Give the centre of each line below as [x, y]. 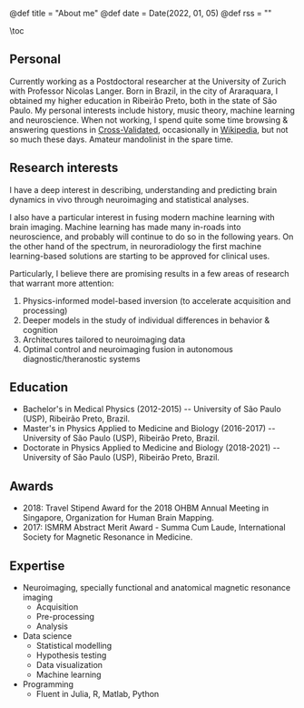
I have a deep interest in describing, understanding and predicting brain [143, 189]
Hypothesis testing [71, 655]
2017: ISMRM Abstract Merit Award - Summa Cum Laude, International [154, 528]
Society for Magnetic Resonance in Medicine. [108, 537]
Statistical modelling [74, 646]
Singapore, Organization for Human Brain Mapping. [118, 518]
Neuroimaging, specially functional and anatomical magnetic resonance [157, 588]
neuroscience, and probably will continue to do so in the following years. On [152, 237]
